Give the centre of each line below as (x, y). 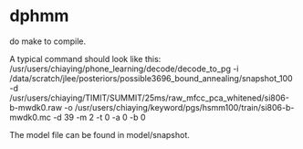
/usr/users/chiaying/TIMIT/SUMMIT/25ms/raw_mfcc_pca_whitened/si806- (149, 98)
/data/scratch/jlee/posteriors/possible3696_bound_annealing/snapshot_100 (151, 78)
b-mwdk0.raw (36, 107)
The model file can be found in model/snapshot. (99, 134)
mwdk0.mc (31, 117)
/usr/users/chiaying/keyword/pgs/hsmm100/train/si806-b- (184, 107)
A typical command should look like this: (85, 59)
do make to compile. (48, 41)
